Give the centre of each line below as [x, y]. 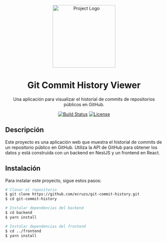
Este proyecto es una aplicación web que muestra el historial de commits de [84, 142]
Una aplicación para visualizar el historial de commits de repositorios [84, 99]
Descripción [24, 130]
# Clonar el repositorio [31, 190]
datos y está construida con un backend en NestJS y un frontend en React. [82, 152]
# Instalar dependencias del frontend [45, 226]
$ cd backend [19, 213]
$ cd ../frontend [23, 231]
